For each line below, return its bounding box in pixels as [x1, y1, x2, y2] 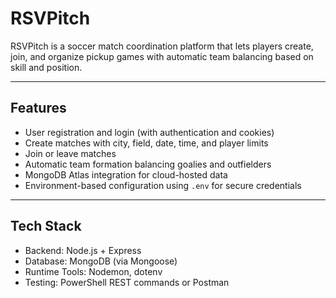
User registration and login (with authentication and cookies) [24, 126, 275, 138]
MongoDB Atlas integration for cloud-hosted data [24, 168, 228, 181]
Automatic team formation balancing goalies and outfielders [24, 158, 272, 170]
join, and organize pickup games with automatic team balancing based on [10, 50, 314, 62]
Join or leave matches [24, 147, 117, 159]
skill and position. [10, 61, 83, 73]
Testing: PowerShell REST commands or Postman [24, 276, 230, 288]
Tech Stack [10, 218, 82, 235]
